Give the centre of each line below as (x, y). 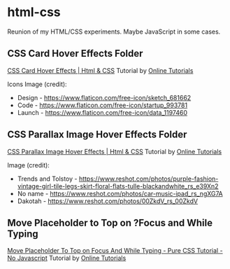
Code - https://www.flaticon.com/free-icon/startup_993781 (102, 105)
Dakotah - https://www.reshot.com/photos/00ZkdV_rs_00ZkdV (107, 201)
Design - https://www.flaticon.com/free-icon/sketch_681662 (104, 97)
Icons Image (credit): (37, 84)
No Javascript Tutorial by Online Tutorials (67, 258)
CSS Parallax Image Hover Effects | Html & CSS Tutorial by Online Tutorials (115, 151)
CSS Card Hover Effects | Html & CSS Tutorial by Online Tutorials (100, 70)
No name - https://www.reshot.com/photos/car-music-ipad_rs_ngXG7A (120, 193)
